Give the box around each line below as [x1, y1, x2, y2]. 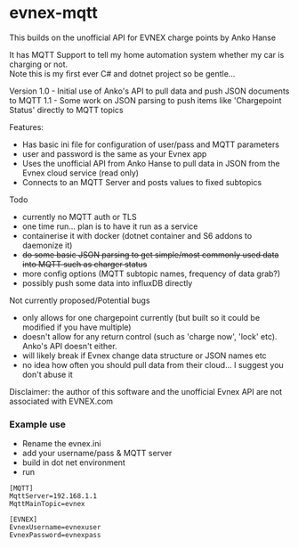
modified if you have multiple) [21, 322, 132, 332]
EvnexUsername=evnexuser [9, 523, 101, 532]
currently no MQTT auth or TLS [21, 211, 137, 222]
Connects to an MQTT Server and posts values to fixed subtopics [21, 176, 262, 187]
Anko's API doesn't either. [21, 340, 117, 351]
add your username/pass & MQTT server [21, 448, 173, 459]
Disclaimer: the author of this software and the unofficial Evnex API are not [9, 386, 283, 397]
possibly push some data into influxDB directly [21, 277, 193, 288]
